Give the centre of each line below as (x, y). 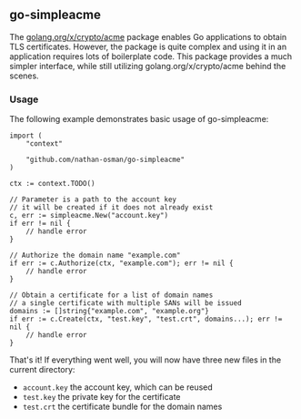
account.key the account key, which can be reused (118, 387)
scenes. (24, 76)
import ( (26, 136)
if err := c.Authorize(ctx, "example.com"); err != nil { (121, 263)
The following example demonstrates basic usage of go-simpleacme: (139, 119)
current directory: (42, 370)
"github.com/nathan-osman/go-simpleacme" (105, 160)
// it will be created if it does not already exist (111, 208)
